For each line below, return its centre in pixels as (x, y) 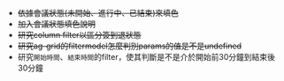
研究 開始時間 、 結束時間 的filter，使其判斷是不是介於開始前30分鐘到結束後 (146, 57)
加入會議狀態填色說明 (56, 24)
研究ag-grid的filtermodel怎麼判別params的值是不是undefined (129, 46)
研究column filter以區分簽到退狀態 (79, 35)
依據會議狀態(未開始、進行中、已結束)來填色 (98, 13)
